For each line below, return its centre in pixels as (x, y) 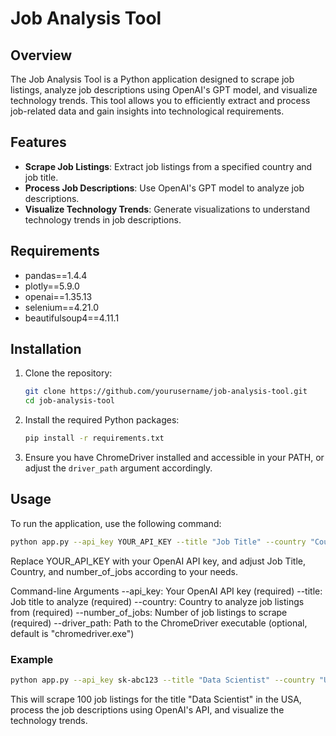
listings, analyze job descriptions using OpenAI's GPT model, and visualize (164, 90)
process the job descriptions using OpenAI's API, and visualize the (147, 709)
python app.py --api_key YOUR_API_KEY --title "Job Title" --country (158, 542)
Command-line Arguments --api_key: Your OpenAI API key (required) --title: (166, 591)
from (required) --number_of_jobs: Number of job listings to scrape (149, 612)
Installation (46, 349)
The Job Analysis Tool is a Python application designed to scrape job (152, 79)
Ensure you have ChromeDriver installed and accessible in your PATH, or (174, 458)
